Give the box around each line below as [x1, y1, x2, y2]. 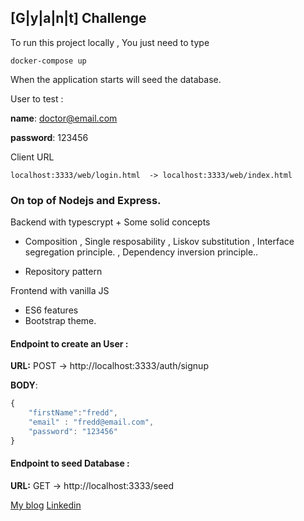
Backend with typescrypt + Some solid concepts [10, 216, 211, 228]
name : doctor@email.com [10, 112, 118, 124]
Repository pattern [24, 266, 103, 278]
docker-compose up [10, 56, 87, 66]
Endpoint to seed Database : [10, 457, 130, 470]
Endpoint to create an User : [10, 337, 129, 350]
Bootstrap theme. [24, 315, 97, 327]
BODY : [10, 379, 38, 391]
